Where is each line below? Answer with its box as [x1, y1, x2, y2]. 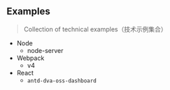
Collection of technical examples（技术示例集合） [23, 24, 167, 33]
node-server [27, 46, 64, 54]
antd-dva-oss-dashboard [27, 77, 97, 84]
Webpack [16, 54, 45, 62]
